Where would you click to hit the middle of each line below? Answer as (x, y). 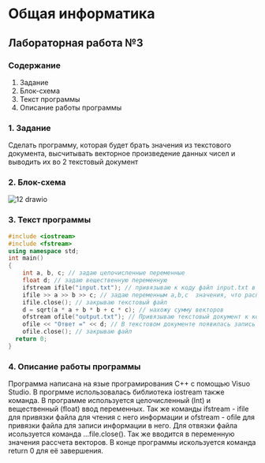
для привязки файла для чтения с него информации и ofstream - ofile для (131, 417)
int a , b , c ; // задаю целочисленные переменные (104, 273)
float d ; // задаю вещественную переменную (95, 281)
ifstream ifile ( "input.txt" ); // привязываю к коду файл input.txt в (139, 288)
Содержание (35, 65)
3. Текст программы (50, 220)
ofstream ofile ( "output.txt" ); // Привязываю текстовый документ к (135, 317)
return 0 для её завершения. (56, 451)
